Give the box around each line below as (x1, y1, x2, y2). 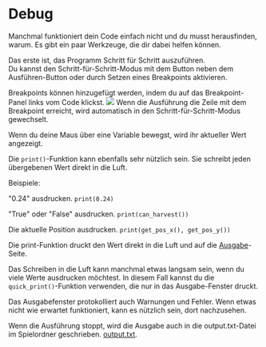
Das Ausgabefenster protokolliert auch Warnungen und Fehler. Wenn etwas (8, 297, 257, 306)
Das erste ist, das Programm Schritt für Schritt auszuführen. (8, 55, 206, 65)
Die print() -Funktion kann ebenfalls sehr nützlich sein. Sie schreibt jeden (8, 154, 252, 163)
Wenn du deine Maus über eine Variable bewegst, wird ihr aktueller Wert (8, 130, 247, 139)
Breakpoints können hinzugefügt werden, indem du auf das (8, 87, 204, 97)
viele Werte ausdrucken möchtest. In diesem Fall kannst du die (8, 272, 215, 282)
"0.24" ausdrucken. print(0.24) (8, 193, 114, 203)
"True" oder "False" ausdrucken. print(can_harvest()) (8, 209, 189, 219)
